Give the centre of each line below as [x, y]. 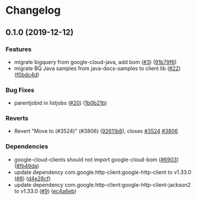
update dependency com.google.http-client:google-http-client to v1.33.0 [103, 172]
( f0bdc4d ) [27, 74]
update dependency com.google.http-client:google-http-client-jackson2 [102, 185]
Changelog [33, 10]
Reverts [17, 118]
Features [19, 49]
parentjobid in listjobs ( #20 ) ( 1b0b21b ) [60, 103]
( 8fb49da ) [27, 166]
